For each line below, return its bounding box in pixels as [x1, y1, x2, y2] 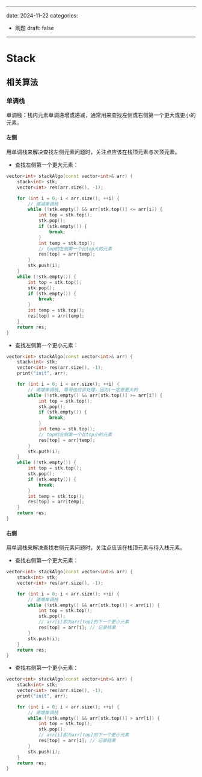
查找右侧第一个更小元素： [14, 664, 79, 672]
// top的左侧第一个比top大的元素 [38, 245, 112, 252]
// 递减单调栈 [28, 201, 59, 207]
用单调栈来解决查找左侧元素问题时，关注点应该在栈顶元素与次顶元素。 [6, 148, 180, 156]
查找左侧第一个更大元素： [14, 161, 79, 169]
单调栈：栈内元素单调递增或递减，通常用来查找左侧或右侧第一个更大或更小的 [6, 111, 196, 118]
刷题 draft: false [14, 25, 54, 31]
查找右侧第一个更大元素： [14, 557, 79, 564]
